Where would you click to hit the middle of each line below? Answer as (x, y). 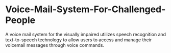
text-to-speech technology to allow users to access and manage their (79, 40)
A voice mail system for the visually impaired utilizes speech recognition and (86, 34)
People (20, 20)
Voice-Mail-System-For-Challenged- (86, 9)
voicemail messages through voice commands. (55, 45)
